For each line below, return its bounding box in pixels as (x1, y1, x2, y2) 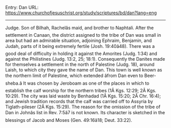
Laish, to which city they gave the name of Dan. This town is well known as (5, 67, 162, 73)
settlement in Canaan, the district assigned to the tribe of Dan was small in (5, 32, 161, 38)
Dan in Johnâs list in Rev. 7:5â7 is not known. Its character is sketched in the (5, 110, 165, 115)
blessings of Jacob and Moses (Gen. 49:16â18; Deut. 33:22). (5, 117, 132, 123)
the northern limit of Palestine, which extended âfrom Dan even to (5, 72, 144, 79)
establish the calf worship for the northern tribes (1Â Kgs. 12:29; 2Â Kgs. (5, 88, 157, 93)
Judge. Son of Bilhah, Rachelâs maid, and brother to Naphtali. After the (5, 25, 154, 31)
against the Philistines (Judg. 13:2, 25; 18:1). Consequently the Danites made (5, 56, 165, 62)
